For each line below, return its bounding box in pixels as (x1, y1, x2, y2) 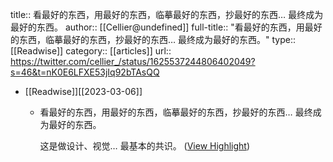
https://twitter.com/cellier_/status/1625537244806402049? (10, 56, 256, 67)
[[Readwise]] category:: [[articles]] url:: (10, 45, 172, 57)
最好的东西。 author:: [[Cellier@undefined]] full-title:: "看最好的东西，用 (10, 21, 305, 33)
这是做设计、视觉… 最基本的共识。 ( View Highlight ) (39, 140, 251, 152)
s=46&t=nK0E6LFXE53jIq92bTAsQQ (10, 66, 160, 78)
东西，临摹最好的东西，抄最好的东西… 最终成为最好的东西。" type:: (18, 34, 297, 45)
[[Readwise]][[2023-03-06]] (24, 86, 143, 97)
